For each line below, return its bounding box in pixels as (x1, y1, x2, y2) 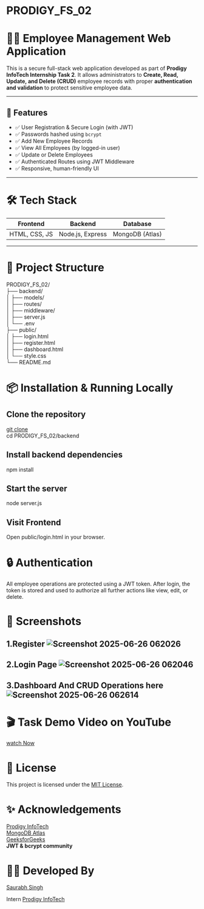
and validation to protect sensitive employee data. (6, 84, 132, 91)
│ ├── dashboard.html (6, 345, 64, 353)
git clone (6, 425, 29, 433)
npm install (6, 465, 34, 473)
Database (123, 219, 152, 228)
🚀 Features (6, 107, 48, 118)
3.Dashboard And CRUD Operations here (6, 680, 164, 690)
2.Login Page (6, 659, 58, 670)
